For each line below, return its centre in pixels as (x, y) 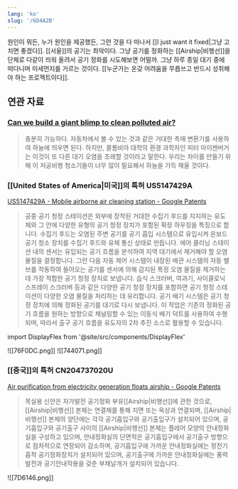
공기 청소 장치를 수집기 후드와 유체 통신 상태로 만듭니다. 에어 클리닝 (118, 243)
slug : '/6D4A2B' (31, 21)
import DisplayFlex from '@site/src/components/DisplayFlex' (96, 337)
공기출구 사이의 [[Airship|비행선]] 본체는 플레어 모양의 (130, 428)
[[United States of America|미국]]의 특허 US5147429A (100, 186)
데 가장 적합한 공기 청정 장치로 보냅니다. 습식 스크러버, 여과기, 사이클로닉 (125, 279)
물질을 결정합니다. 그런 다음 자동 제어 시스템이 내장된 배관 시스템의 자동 (123, 261)
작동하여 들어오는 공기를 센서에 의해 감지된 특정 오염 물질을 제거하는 (132, 269)
